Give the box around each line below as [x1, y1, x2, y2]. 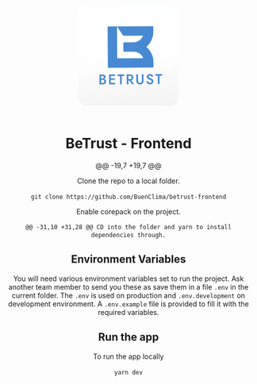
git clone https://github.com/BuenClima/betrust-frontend [30, 193, 227, 201]
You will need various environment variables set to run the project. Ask [13, 274, 244, 283]
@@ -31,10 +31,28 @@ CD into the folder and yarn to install [25, 223, 232, 231]
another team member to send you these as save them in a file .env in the [8, 282, 249, 291]
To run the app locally [93, 351, 164, 361]
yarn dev [113, 368, 144, 376]
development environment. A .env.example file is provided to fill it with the [8, 299, 249, 309]
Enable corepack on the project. [75, 206, 182, 216]
